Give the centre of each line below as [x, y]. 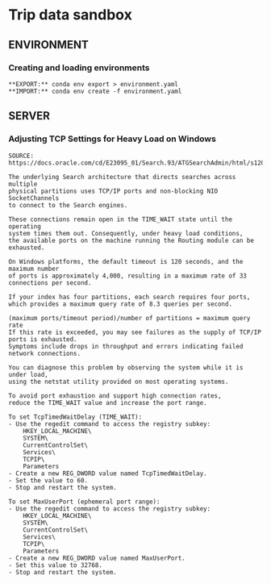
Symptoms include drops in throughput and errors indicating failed [126, 346]
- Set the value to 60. [48, 480]
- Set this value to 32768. [56, 565]
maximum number [34, 269]
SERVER [29, 116]
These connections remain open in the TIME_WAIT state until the [120, 219]
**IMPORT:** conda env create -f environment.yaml [95, 91]
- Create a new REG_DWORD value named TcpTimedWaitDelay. [108, 473]
